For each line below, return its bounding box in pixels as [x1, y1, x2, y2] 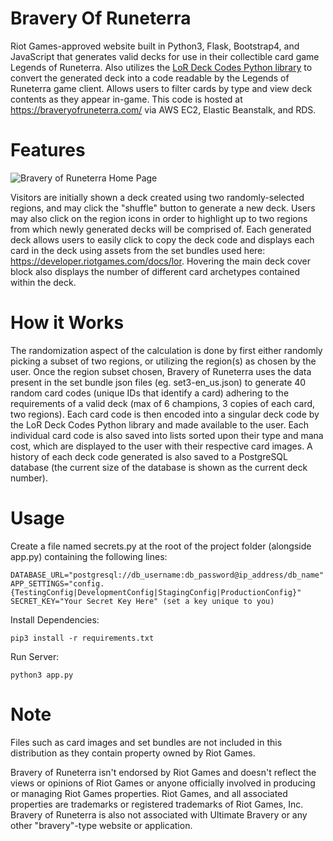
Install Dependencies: [10, 613, 100, 626]
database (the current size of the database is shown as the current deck [10, 461, 308, 473]
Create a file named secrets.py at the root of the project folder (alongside [10, 540, 312, 552]
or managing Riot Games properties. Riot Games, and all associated [10, 787, 288, 799]
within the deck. [10, 276, 77, 288]
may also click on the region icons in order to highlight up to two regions [10, 212, 308, 224]
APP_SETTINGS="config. [10, 578, 105, 589]
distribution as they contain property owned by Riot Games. [10, 747, 256, 759]
